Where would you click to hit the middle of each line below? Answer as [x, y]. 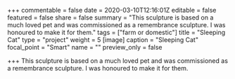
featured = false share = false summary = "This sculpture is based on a [110, 17]
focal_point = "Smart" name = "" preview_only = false [85, 47]
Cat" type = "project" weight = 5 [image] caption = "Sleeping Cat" [103, 40]
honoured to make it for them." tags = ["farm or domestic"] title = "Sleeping [116, 32]
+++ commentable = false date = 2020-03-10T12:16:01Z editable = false [112, 10]
